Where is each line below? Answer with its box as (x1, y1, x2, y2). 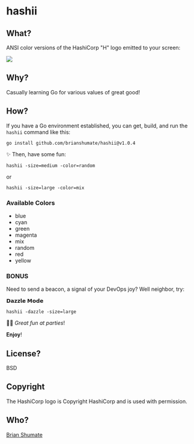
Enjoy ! (6, 331, 22, 338)
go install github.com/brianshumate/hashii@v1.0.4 (6, 140, 136, 146)
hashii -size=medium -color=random (6, 162, 95, 169)
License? (6, 348, 41, 359)
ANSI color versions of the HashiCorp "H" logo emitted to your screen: (6, 44, 181, 51)
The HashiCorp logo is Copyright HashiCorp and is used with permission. (6, 398, 187, 405)
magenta (14, 231, 37, 239)
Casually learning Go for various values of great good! (6, 88, 140, 96)
